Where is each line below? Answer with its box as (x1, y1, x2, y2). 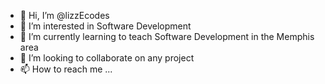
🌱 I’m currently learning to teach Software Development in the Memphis (19, 31, 315, 42)
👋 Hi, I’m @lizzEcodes (19, 10, 110, 21)
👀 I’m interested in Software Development (19, 20, 192, 32)
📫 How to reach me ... (19, 63, 113, 75)
